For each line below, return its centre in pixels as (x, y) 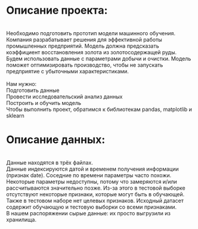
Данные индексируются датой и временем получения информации (92, 169)
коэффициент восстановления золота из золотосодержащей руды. (92, 52)
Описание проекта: (57, 10)
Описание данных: (56, 140)
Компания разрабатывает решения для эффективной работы (84, 39)
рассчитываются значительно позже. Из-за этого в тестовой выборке (96, 188)
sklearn (16, 115)
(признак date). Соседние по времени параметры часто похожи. (89, 175)
